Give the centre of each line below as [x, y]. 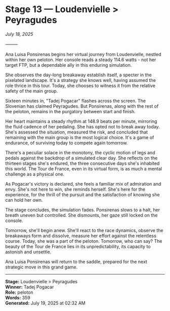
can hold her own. [24, 200]
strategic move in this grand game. [41, 267]
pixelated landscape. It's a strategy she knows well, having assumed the [80, 80]
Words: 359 [18, 297]
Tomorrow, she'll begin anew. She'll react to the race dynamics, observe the [84, 230]
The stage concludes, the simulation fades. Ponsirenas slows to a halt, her [83, 210]
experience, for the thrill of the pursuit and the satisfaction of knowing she [83, 194]
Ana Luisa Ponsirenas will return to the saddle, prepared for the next [76, 261]
